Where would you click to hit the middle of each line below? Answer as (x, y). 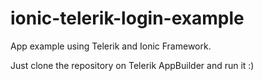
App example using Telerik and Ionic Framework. (111, 46)
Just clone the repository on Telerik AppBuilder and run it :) (132, 65)
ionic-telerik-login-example (127, 18)
